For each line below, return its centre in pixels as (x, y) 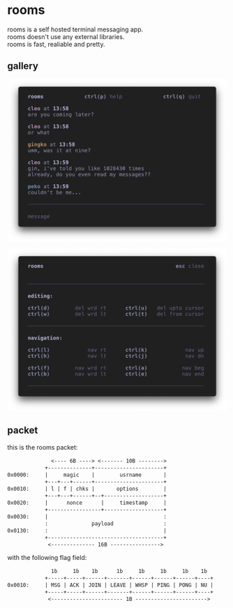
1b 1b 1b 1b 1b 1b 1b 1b (129, 571)
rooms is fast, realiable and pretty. (56, 44)
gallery (23, 66)
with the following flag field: (47, 557)
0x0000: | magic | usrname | (87, 475)
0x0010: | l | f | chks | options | (87, 489)
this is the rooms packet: (43, 447)
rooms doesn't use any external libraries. (66, 36)
